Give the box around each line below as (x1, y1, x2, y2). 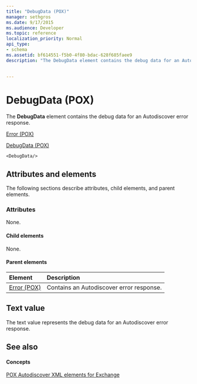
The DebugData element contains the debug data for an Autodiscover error (6, 113, 189, 120)
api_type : (6, 42, 30, 47)
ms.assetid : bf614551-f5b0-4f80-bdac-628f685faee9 (6, 52, 133, 58)
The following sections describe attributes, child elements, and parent (6, 185, 175, 191)
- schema (6, 47, 28, 53)
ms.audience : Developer (6, 25, 64, 31)
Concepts (6, 358, 30, 365)
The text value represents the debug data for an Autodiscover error (6, 318, 169, 325)
